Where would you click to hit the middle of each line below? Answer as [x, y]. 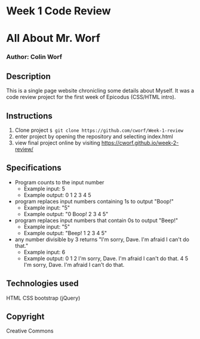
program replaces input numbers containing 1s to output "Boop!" [94, 201]
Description [28, 76]
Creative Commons [30, 331]
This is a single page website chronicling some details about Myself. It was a [100, 91]
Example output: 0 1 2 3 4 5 [57, 195]
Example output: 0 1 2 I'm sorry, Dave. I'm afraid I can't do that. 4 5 [106, 258]
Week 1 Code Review [59, 11]
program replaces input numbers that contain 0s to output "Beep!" [96, 220]
